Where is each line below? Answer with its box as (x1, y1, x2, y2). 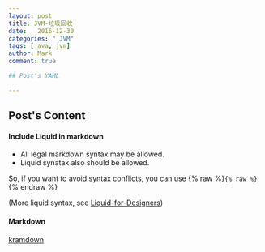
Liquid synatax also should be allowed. (19, 158, 150, 168)
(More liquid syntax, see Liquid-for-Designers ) (8, 198, 164, 207)
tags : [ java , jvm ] (8, 42, 71, 50)
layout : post (8, 11, 53, 20)
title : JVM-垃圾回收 (8, 19, 73, 28)
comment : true (8, 58, 57, 66)
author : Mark (8, 49, 53, 58)
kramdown (8, 234, 45, 244)
